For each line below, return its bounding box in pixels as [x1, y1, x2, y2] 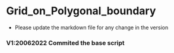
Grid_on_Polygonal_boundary [6, 4, 156, 18]
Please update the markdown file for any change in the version [14, 24, 169, 31]
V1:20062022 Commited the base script [6, 39, 125, 47]
